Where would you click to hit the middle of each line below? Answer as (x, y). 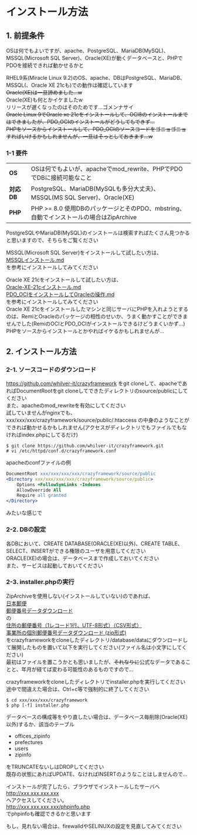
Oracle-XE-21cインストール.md (44, 287)
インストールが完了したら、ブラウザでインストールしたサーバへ (83, 786)
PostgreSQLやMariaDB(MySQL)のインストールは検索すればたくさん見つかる (98, 233)
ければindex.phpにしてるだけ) (42, 435)
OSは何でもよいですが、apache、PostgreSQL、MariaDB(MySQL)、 (87, 51)
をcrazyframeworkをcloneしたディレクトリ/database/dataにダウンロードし (97, 640)
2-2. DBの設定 (26, 529)
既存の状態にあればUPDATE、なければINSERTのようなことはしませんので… (97, 774)
